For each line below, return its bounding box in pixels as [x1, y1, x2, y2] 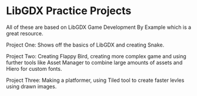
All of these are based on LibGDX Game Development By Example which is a [6, 24, 192, 31]
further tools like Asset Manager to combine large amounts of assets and [6, 59, 183, 66]
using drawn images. [6, 82, 57, 90]
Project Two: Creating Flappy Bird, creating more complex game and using [6, 52, 186, 59]
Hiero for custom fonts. [6, 65, 62, 72]
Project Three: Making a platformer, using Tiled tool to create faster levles [6, 77, 185, 84]
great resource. [6, 29, 44, 37]
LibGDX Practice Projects [6, 4, 132, 18]
